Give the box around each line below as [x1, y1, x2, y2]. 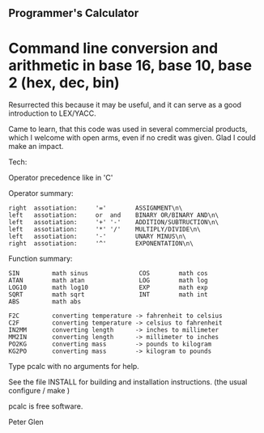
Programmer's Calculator [8, 6, 139, 20]
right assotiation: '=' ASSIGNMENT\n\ [8, 204, 183, 213]
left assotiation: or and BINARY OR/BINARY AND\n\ [8, 211, 219, 219]
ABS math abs [8, 298, 82, 306]
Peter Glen [8, 417, 45, 427]
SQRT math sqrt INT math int [8, 291, 208, 299]
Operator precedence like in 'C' [8, 173, 113, 183]
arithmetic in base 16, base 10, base [8, 56, 253, 74]
